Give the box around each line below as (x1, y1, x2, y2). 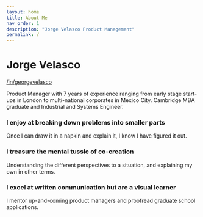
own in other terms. (6, 167, 55, 175)
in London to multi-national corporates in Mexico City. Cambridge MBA (17, 97, 195, 104)
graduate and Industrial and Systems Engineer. (6, 103, 124, 111)
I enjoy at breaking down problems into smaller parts (6, 118, 166, 127)
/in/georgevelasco (6, 78, 52, 86)
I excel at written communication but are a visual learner (6, 183, 176, 191)
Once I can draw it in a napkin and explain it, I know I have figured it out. (6, 132, 187, 139)
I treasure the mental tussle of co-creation (6, 147, 134, 156)
